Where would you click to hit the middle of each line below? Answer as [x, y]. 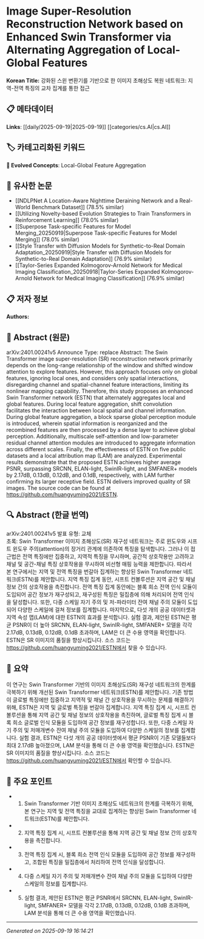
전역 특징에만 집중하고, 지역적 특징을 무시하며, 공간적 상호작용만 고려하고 [108, 556]
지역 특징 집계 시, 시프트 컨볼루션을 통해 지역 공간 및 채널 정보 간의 [102, 833]
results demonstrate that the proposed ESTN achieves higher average [93, 462]
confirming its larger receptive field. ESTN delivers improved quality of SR [98, 481]
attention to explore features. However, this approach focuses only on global [102, 372]
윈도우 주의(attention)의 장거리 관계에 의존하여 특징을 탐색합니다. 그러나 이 [101, 549]
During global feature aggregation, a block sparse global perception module [101, 417]
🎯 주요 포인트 [29, 782]
